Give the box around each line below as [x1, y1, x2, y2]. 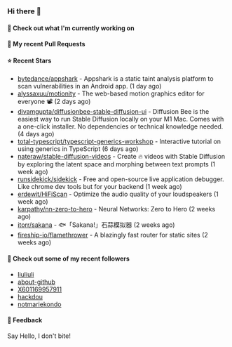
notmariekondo [17, 300, 62, 308]
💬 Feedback [7, 316, 43, 325]
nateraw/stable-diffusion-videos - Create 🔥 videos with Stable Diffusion [17, 152, 226, 161]
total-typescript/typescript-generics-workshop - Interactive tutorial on [17, 137, 221, 146]
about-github [17, 277, 56, 286]
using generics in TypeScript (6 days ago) [17, 145, 139, 153]
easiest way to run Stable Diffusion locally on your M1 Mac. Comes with [17, 115, 224, 124]
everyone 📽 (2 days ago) [17, 98, 91, 106]
